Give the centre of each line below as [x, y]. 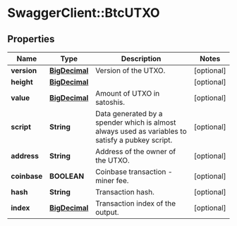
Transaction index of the [135, 203]
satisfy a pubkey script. [134, 140]
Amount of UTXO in [127, 93]
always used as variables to [141, 131]
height [22, 82]
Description [141, 59]
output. [107, 212]
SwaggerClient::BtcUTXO [84, 13]
